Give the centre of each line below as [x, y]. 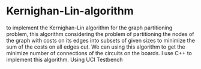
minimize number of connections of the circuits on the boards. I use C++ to [99, 53]
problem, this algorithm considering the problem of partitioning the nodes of [100, 34]
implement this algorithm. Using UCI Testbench [64, 59]
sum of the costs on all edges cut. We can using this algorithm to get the [96, 47]
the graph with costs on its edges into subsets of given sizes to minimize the [100, 40]
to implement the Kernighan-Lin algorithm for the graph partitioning [89, 28]
